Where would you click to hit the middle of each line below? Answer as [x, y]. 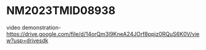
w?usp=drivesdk [27, 40]
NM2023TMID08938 [61, 11]
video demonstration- [34, 27]
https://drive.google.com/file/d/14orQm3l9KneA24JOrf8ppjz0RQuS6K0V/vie [103, 34]
